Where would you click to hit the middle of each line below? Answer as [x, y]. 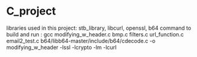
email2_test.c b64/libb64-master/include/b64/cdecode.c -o [81, 41]
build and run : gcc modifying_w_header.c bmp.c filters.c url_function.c [95, 34]
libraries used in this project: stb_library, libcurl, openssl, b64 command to [99, 28]
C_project [31, 11]
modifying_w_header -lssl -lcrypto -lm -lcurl [62, 47]
